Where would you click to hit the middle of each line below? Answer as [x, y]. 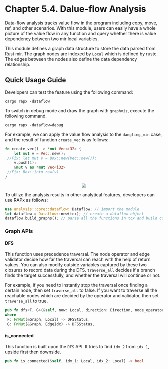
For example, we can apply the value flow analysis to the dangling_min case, [84, 134]
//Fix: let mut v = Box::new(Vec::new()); [52, 158]
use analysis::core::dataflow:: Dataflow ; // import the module [72, 209]
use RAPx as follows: [27, 200]
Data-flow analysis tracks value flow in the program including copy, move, [81, 23]
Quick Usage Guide [36, 80]
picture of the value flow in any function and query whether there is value [81, 33]
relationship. [18, 64]
